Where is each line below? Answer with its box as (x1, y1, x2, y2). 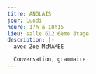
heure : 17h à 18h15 (7, 23, 64, 30)
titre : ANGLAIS (7, 10, 52, 18)
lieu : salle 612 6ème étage (7, 30, 90, 37)
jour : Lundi (7, 17, 42, 24)
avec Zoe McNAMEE (13, 43, 64, 50)
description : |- (7, 37, 55, 44)
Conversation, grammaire (13, 56, 86, 63)
